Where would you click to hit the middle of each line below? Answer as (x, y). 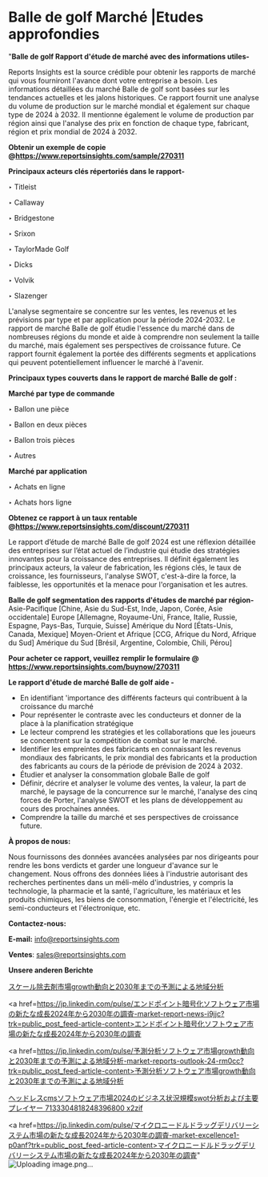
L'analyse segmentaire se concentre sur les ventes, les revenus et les (123, 311)
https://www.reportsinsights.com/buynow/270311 (94, 667)
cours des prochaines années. (70, 808)
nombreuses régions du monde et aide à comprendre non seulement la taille (134, 336)
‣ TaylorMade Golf (39, 249)
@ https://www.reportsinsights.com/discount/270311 (99, 526)
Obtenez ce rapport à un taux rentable (73, 517)
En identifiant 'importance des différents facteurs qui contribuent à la (134, 697)
